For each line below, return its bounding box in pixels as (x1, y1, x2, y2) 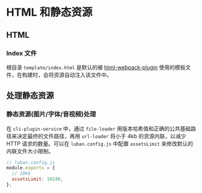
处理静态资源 (6, 91, 54, 101)
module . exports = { (6, 165, 55, 171)
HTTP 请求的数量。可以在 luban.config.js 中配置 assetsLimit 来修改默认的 (6, 139, 194, 147)
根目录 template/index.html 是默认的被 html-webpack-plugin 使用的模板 (6, 64, 186, 71)
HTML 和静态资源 (6, 5, 93, 19)
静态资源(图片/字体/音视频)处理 (6, 110, 96, 118)
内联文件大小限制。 (6, 147, 54, 155)
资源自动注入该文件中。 (53, 71, 112, 78)
